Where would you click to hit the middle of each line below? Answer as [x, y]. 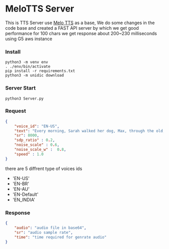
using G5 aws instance [29, 39]
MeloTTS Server [40, 9]
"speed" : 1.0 [29, 154]
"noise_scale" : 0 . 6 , [37, 145]
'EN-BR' [21, 184]
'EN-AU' [21, 189]
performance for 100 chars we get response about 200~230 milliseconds [81, 33]
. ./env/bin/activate [28, 67]
